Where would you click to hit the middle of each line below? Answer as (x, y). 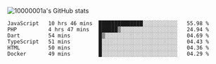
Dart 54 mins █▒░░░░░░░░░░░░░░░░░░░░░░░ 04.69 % (108, 35)
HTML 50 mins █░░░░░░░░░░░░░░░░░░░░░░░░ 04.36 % (108, 48)
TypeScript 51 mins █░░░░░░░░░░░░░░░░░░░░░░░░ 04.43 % (108, 42)
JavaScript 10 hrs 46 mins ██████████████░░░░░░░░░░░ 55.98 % (108, 24)
